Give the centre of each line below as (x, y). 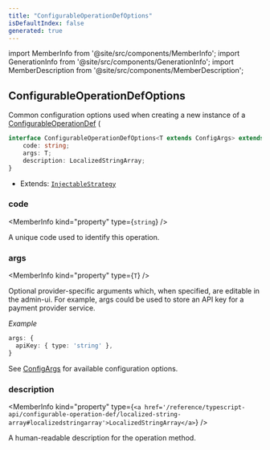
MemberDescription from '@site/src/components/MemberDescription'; (126, 71)
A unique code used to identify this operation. (84, 237)
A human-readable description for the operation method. (102, 438)
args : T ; (37, 153)
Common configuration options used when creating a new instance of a (127, 115)
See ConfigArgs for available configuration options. (93, 368)
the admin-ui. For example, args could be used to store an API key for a (126, 300)
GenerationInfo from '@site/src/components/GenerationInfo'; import (121, 62)
